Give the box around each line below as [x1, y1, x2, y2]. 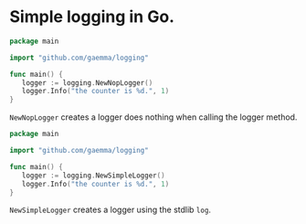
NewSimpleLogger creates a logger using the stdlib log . [9, 204, 212, 216]
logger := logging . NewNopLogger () [21, 78, 153, 88]
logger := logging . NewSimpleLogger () [21, 171, 166, 180]
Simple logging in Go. [9, 6, 175, 27]
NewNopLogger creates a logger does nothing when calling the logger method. [9, 112, 298, 123]
